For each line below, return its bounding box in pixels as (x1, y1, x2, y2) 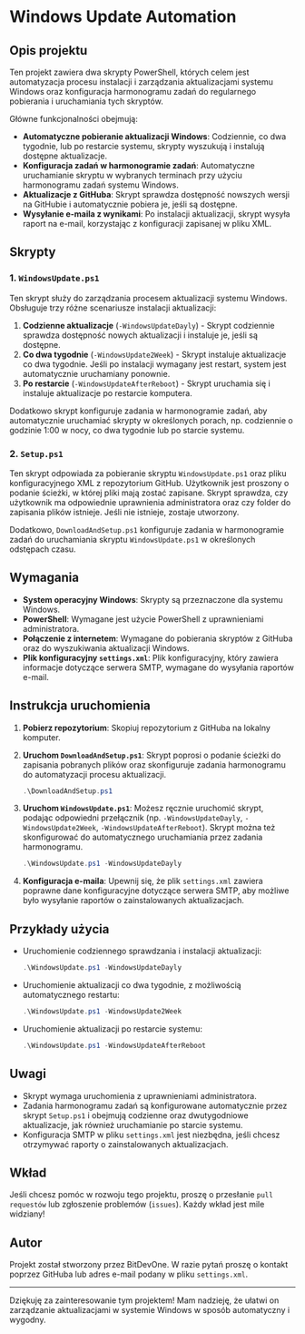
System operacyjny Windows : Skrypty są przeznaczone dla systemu (22, 594, 283, 605)
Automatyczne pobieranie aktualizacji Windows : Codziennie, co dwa (22, 131, 287, 142)
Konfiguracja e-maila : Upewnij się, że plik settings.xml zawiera (22, 876, 263, 887)
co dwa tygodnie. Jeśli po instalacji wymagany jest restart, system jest (22, 358, 287, 370)
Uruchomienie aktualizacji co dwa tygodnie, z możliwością (22, 980, 242, 991)
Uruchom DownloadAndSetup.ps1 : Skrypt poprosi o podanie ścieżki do (22, 749, 281, 760)
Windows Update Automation (9, 6, 237, 27)
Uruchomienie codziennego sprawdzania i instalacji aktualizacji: (22, 945, 262, 957)
